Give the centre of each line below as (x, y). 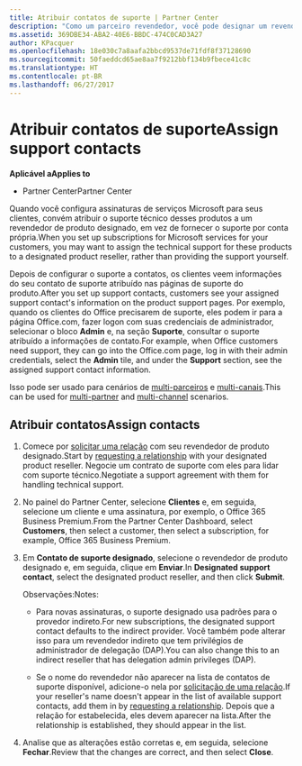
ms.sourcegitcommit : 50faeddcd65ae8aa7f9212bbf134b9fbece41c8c (130, 59)
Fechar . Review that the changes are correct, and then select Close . (148, 752)
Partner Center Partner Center (77, 191)
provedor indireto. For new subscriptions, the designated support (155, 622)
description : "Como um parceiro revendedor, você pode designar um (138, 26)
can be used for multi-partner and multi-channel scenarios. (119, 397)
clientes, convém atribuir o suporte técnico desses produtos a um (131, 218)
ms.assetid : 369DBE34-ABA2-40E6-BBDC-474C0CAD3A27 (106, 34)
